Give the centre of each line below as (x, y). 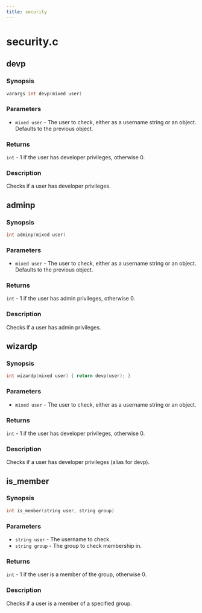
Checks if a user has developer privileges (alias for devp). (78, 462)
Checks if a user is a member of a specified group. (69, 603)
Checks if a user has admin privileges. (54, 327)
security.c (32, 41)
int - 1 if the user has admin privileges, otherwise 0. (71, 299)
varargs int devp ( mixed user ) (44, 94)
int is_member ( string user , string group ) (60, 510)
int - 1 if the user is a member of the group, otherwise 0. (77, 574)
